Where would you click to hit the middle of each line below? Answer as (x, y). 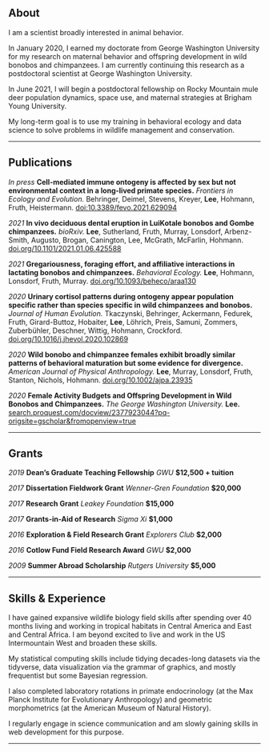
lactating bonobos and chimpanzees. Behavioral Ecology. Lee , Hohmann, (131, 272)
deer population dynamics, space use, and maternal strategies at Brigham (130, 97)
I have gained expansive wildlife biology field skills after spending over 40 (130, 618)
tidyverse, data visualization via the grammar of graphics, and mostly (122, 667)
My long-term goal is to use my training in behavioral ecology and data (125, 121)
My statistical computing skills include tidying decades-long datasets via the (134, 658)
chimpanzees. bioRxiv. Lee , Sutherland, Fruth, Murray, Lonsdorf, (115, 231)
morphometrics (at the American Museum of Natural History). (110, 708)
